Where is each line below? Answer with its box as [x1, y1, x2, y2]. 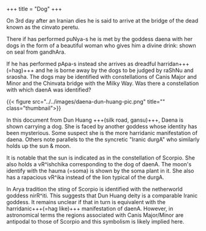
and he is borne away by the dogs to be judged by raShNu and [35, 67, 194, 74]
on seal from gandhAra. [6, 48, 66, 56]
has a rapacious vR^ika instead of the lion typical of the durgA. [6, 174, 164, 181]
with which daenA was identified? [6, 86, 91, 94]
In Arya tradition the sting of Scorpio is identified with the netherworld [6, 186, 183, 193]
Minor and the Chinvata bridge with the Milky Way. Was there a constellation [6, 79, 199, 87]
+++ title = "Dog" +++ [6, 5, 63, 12]
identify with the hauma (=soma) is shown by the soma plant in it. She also [6, 167, 194, 174]
